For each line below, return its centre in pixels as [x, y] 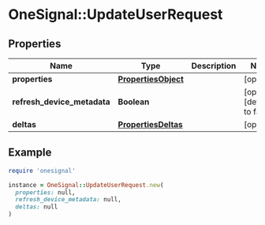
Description [214, 66]
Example [30, 153]
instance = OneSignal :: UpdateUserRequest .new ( [86, 185]
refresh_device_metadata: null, [69, 200]
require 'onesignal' [42, 171]
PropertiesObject [151, 79]
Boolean [134, 102]
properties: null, [46, 192]
